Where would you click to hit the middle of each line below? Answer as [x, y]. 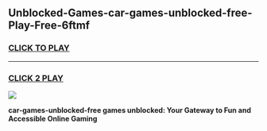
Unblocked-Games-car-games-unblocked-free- [130, 13]
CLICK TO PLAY [39, 48]
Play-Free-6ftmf [49, 26]
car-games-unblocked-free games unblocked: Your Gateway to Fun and [130, 110]
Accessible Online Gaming [53, 118]
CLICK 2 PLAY [36, 78]
